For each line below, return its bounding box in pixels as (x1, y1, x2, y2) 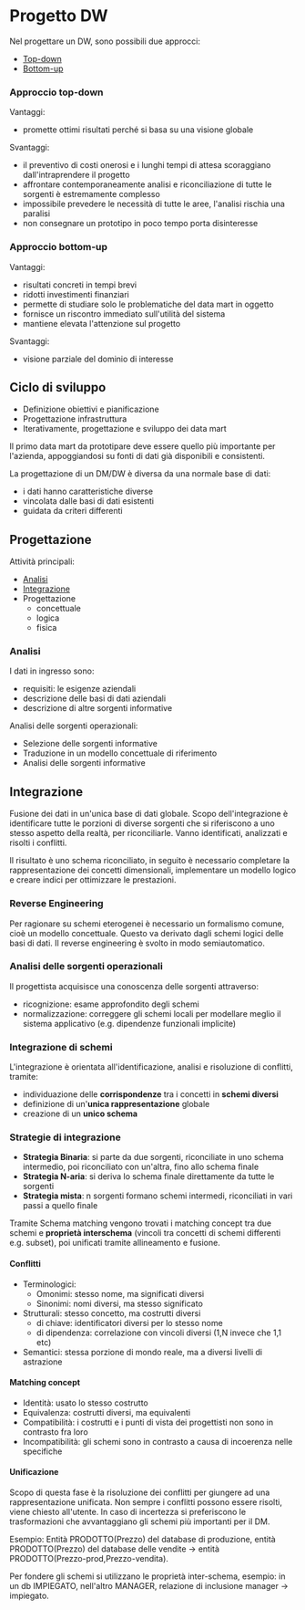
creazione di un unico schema (22, 1108, 138, 1119)
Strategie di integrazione (9, 1131, 121, 1144)
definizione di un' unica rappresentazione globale (22, 1099, 210, 1110)
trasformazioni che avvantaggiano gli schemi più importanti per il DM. (9, 1516, 270, 1527)
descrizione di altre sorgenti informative (22, 703, 173, 714)
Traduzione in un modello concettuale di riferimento (22, 747, 218, 758)
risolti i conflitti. (9, 837, 67, 849)
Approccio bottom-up (9, 241, 107, 254)
